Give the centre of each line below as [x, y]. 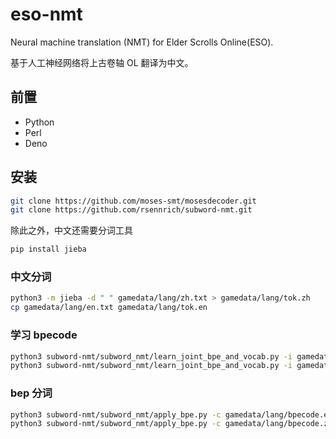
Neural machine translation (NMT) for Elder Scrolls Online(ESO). [142, 42]
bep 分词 [31, 393]
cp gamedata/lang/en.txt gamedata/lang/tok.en [109, 308]
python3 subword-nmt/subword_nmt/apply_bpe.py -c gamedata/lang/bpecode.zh [171, 424]
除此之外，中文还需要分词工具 [71, 230]
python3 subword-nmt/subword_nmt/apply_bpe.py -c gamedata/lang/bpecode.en [171, 414]
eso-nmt [46, 14]
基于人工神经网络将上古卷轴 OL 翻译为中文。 [102, 62]
